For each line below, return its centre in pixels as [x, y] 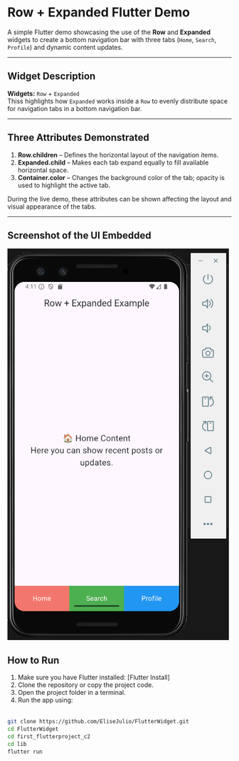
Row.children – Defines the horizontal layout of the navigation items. [118, 154]
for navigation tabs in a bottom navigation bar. [75, 108]
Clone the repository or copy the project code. [86, 685]
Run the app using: [45, 700]
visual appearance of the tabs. [52, 206]
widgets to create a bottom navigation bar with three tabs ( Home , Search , [112, 39]
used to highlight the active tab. [64, 185]
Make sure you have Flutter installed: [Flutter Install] [94, 678]
